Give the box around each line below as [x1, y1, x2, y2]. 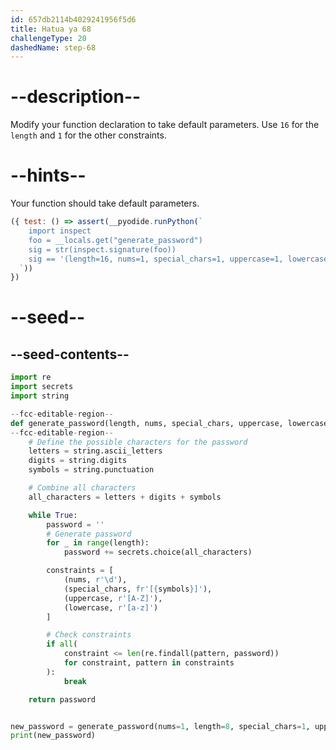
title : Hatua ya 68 [10, 24, 92, 34]
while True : [28, 510, 78, 520]
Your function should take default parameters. [10, 197, 200, 210]
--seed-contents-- [10, 346, 130, 363]
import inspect [28, 226, 92, 236]
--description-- [10, 86, 142, 108]
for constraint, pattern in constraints [63, 658, 235, 668]
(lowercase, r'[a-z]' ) [63, 602, 159, 613]
